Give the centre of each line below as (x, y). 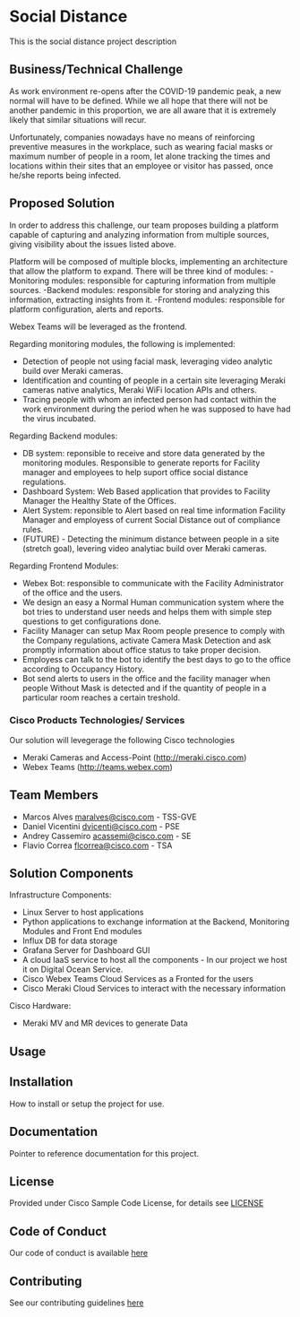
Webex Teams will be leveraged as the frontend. (99, 326)
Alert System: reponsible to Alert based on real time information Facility (154, 510)
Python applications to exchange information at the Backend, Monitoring (155, 922)
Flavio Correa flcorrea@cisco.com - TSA (97, 845)
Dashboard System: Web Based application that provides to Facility (146, 491)
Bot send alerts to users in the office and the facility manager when (146, 678)
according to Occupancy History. (83, 669)
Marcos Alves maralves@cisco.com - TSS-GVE (109, 817)
